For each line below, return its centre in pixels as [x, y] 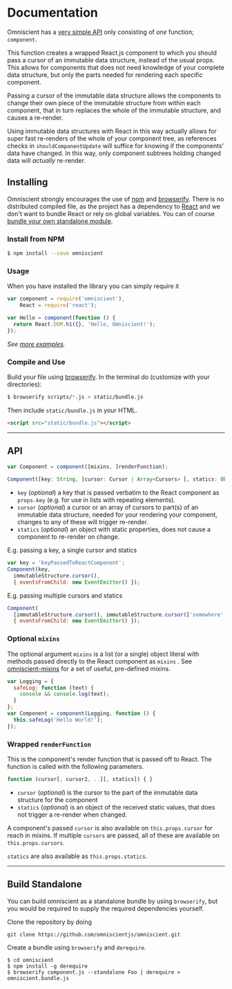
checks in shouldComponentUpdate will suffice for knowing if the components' [116, 145]
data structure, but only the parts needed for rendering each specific [105, 75]
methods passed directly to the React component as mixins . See [100, 661]
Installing [28, 182]
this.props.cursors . [36, 842]
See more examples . [36, 344]
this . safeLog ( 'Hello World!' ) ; [58, 720]
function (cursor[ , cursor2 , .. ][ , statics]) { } [80, 779]
